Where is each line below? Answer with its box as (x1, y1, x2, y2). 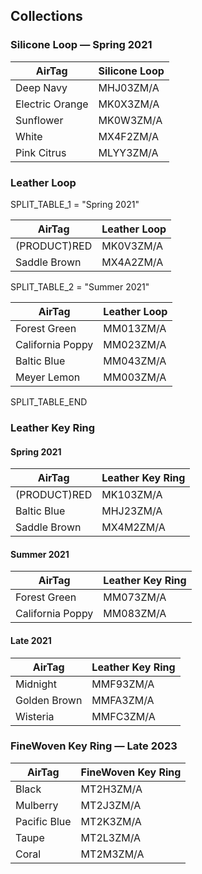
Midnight (15, 677, 57, 691)
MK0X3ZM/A (98, 97, 160, 111)
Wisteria (15, 709, 55, 723)
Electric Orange (15, 97, 89, 111)
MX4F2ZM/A (98, 129, 160, 143)
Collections (10, 8, 83, 25)
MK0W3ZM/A (98, 113, 163, 127)
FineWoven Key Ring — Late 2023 (10, 739, 178, 753)
